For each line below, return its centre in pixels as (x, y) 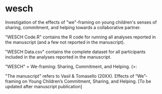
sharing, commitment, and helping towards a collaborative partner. (73, 27)
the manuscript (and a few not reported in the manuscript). (65, 42)
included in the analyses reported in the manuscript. (58, 57)
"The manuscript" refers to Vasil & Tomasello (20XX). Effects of (70, 76)
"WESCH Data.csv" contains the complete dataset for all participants (76, 52)
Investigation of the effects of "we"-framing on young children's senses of (81, 22)
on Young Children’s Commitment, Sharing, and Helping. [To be (86, 81)
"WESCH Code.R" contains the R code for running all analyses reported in (81, 37)
